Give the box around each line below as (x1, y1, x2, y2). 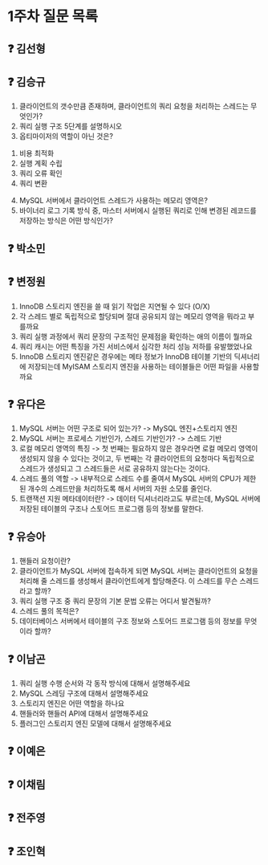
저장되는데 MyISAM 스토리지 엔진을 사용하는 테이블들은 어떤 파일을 (27, 361, 238, 371)
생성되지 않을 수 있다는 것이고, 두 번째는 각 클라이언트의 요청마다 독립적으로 (18, 454, 255, 463)
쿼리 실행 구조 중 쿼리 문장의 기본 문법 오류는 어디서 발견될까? (18, 596, 212, 606)
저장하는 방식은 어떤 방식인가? (18, 216, 114, 226)
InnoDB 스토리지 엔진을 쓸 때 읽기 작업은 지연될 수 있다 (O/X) (18, 301, 210, 311)
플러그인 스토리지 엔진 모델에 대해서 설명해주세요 (18, 719, 172, 728)
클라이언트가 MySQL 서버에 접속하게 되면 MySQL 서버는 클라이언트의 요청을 (18, 566, 258, 576)
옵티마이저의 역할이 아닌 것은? (18, 132, 114, 141)
